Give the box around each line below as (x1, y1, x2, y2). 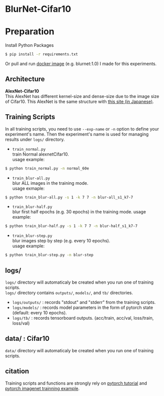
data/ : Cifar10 (5, 334, 50, 343)
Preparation (5, 26, 55, 37)
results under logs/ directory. (5, 136, 65, 142)
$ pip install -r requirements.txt (5, 52, 78, 57)
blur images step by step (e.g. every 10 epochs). (12, 238, 110, 244)
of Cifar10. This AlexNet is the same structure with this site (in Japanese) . (5, 99, 154, 104)
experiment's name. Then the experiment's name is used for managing (5, 131, 149, 137)
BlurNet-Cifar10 (5, 3, 71, 15)
